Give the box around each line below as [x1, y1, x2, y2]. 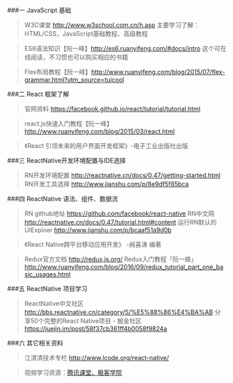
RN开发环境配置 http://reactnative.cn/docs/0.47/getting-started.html [24, 171, 221, 179]
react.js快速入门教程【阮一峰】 [24, 120, 113, 127]
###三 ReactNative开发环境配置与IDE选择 [7, 156, 127, 165]
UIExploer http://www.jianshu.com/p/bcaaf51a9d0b [24, 226, 172, 234]
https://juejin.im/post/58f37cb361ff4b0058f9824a [24, 325, 168, 332]
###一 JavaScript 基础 [7, 6, 72, 14]
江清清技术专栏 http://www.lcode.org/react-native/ [24, 354, 169, 361]
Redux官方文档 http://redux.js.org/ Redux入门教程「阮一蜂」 [24, 255, 198, 263]
